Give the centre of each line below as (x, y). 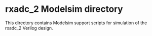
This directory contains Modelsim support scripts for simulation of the (76, 23)
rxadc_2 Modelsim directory (64, 9)
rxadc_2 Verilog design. (29, 28)
